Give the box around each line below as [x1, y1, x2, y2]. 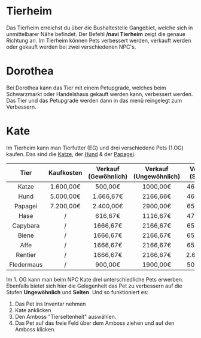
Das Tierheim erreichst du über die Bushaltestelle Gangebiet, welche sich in [6, 24, 193, 31]
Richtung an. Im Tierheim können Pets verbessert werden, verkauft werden [6, 37, 191, 44]
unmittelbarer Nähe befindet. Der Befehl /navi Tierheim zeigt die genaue [6, 30, 185, 37]
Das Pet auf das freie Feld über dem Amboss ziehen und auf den [14, 319, 175, 327]
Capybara [11, 221, 40, 229]
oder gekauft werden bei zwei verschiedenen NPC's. [6, 43, 136, 50]
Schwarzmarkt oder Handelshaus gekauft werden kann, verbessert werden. [6, 90, 193, 97]
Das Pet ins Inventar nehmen [14, 300, 86, 307]
